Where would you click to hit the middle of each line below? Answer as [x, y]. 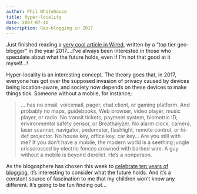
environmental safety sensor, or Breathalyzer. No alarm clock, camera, [106, 123]
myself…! [17, 63]
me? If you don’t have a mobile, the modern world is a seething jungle [105, 142]
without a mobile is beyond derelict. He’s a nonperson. [86, 155]
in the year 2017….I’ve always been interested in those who [100, 51]
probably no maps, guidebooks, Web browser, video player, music [101, 111]
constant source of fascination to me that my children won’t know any [91, 179]
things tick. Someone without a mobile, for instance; [69, 93]
